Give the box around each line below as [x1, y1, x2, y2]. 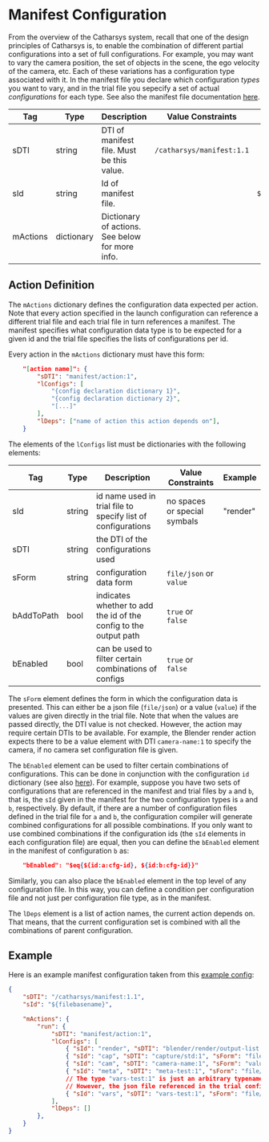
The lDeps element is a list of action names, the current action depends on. [8, 908, 255, 918]
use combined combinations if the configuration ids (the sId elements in [8, 829, 246, 838]
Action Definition [8, 279, 94, 292]
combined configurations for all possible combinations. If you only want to [8, 820, 253, 830]
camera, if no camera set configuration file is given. [8, 744, 179, 754]
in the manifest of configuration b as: [8, 846, 130, 855]
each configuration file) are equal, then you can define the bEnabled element [8, 837, 259, 846]
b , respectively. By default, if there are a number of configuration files [8, 803, 238, 813]
